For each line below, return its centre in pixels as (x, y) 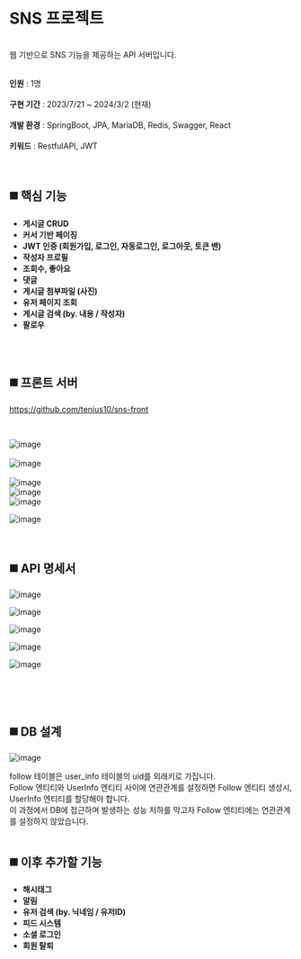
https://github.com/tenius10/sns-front (79, 409)
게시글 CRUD (45, 223)
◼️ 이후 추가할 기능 (56, 862)
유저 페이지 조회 (50, 302)
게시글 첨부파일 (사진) (60, 291)
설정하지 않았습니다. (53, 821)
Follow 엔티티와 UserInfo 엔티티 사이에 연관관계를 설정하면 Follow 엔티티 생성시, (151, 788)
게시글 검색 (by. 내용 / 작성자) (74, 313)
